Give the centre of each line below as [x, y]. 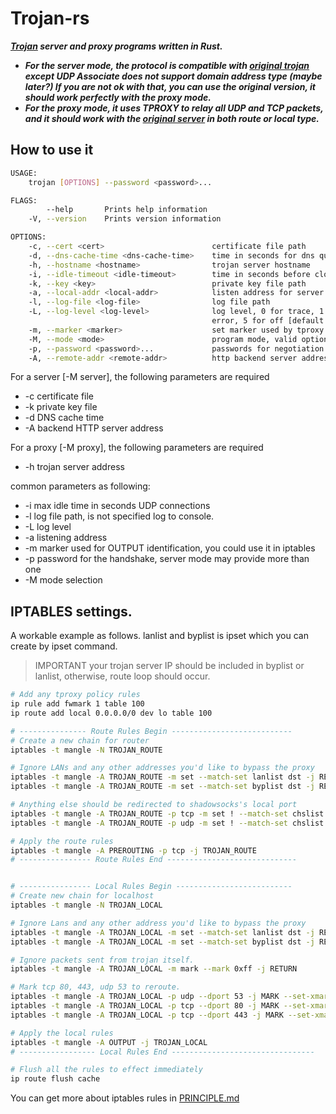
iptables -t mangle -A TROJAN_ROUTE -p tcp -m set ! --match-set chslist [167, 813]
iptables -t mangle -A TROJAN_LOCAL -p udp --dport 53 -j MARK [145, 997]
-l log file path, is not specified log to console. [119, 516]
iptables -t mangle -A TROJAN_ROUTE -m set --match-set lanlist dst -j [162, 777]
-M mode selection [63, 580]
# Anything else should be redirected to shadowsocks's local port [154, 805]
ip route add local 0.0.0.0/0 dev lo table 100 [111, 713]
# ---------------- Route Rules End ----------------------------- [154, 860]
